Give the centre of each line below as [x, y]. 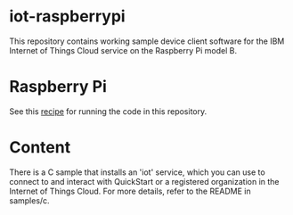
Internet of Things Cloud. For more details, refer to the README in [130, 191]
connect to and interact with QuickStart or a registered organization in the [144, 181]
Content [40, 148]
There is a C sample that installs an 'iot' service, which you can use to [137, 172]
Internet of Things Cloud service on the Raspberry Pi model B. [123, 50]
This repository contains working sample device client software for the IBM [147, 41]
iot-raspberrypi [68, 17]
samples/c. [30, 200]
